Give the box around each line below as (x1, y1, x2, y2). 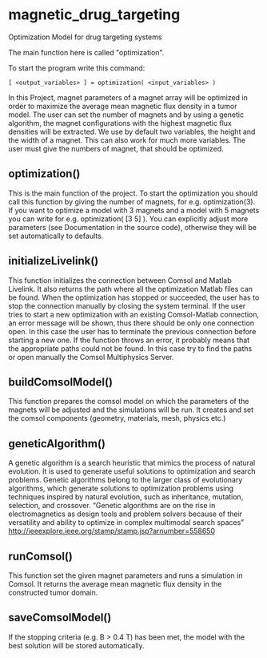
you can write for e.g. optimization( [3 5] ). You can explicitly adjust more (8, 214, 249, 224)
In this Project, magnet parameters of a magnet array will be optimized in (8, 92, 248, 102)
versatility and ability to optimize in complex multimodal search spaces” (8, 518, 245, 527)
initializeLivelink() (8, 254, 99, 268)
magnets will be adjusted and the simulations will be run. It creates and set (8, 405, 254, 414)
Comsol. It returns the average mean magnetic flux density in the (8, 579, 222, 588)
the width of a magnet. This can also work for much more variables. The (8, 135, 246, 145)
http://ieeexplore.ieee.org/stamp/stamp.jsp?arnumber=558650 (8, 527, 216, 536)
